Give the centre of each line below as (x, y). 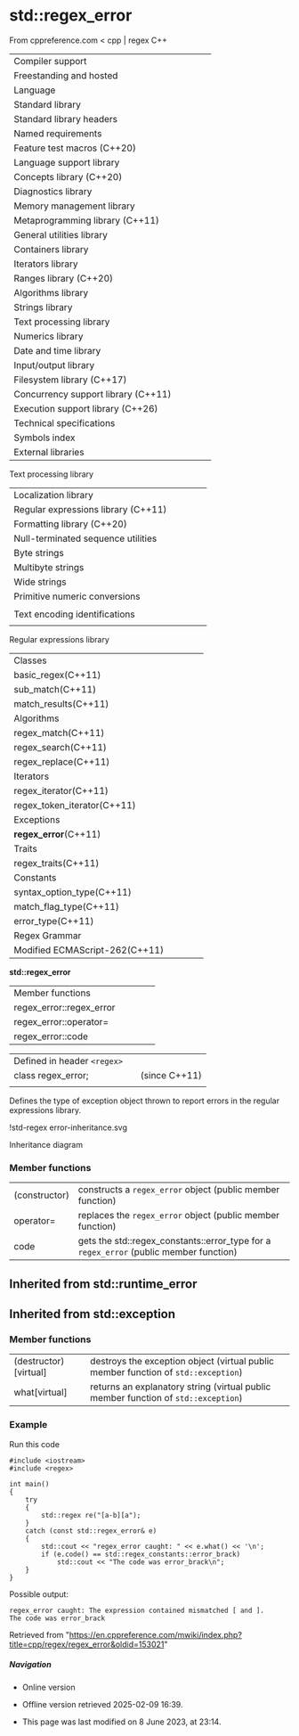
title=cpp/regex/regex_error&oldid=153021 (87, 1644)
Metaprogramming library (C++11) (87, 220)
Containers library (51, 249)
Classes (30, 660)
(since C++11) (171, 1075)
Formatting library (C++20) (70, 524)
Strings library (43, 307)
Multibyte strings (49, 567)
